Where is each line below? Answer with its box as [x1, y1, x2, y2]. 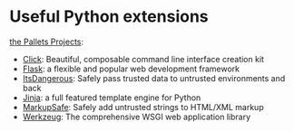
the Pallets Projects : [9, 36, 84, 47]
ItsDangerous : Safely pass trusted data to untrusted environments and [22, 72, 286, 83]
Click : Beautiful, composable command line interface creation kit [22, 53, 265, 64]
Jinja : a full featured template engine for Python [22, 92, 201, 103]
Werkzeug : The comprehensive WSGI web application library [22, 111, 251, 122]
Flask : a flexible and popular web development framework [22, 63, 240, 74]
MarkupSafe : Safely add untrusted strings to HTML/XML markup [22, 101, 265, 112]
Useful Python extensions [9, 6, 209, 27]
